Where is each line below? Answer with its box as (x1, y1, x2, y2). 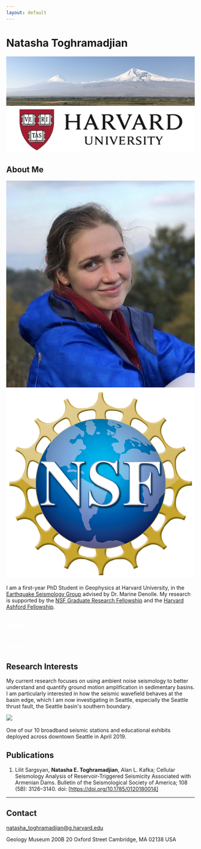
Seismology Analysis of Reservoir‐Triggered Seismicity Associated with (14, 772, 191, 780)
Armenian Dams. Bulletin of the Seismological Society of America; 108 (14, 778, 188, 786)
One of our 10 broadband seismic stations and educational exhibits (6, 726, 171, 734)
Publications (6, 750, 54, 760)
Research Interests (6, 661, 78, 671)
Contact (6, 808, 37, 818)
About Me (6, 165, 44, 175)
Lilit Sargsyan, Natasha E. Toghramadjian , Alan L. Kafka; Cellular (14, 766, 175, 773)
